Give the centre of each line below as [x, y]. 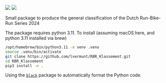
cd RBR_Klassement [24, 61]
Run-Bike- [150, 18]
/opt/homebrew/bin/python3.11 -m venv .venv [52, 47]
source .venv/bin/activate [33, 52]
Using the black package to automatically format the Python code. [73, 75]
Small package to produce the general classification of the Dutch [72, 18]
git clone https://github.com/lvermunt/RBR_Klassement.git [68, 56]
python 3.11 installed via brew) [36, 38]
